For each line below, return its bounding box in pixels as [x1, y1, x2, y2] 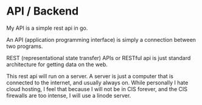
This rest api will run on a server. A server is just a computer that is [6, 72, 173, 80]
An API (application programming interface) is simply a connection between [6, 36, 197, 43]
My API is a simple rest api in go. [6, 24, 88, 32]
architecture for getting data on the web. [6, 61, 108, 68]
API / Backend [6, 4, 79, 18]
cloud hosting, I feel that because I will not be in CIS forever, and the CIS [6, 85, 187, 92]
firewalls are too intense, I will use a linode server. [6, 92, 131, 99]
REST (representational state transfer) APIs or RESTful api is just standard [6, 54, 191, 61]
